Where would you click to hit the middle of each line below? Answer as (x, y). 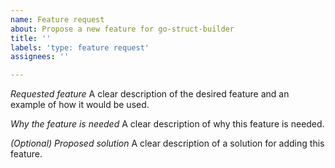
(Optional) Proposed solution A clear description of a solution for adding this (167, 143)
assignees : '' (40, 57)
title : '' (31, 38)
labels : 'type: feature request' (80, 47)
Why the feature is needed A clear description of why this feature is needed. (167, 124)
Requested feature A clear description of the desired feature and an (150, 94)
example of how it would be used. (80, 105)
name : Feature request (57, 19)
